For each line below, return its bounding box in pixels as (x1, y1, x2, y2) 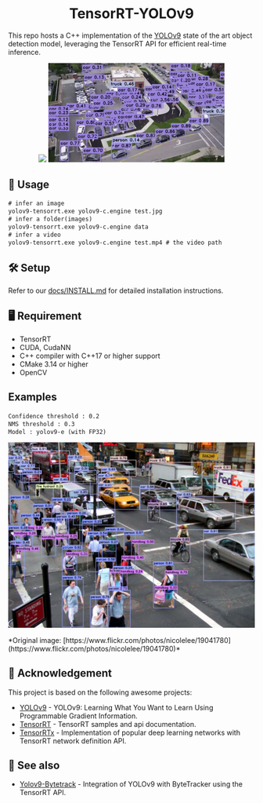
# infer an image (8, 199, 65, 208)
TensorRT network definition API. (19, 735, 127, 746)
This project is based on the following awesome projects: (8, 688, 193, 697)
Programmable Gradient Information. (19, 711, 139, 721)
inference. (8, 47, 41, 57)
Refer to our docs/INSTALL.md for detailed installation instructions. (8, 286, 224, 295)
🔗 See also (8, 758, 60, 772)
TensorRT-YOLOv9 (69, 5, 194, 23)
